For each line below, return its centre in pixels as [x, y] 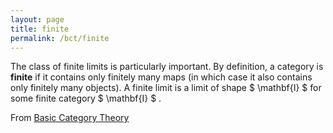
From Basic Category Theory [70, 118]
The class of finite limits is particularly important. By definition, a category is [167, 67]
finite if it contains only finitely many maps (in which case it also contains [161, 77]
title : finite [40, 29]
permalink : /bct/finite [60, 38]
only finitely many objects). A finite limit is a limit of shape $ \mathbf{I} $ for [166, 88]
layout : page [37, 19]
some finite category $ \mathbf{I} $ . [86, 98]
